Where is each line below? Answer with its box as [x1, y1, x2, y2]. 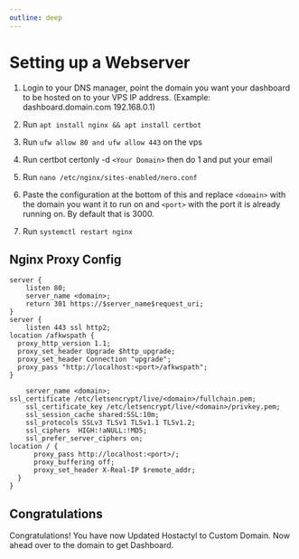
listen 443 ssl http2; [25, 323, 111, 333]
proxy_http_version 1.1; [17, 339, 111, 348]
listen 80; [25, 284, 67, 293]
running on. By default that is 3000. [22, 208, 155, 219]
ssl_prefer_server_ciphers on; [25, 434, 144, 443]
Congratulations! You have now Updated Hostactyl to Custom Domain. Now [9, 530, 291, 541]
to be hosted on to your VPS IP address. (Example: [22, 91, 210, 102]
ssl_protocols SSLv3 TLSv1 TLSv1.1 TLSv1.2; [25, 418, 196, 428]
